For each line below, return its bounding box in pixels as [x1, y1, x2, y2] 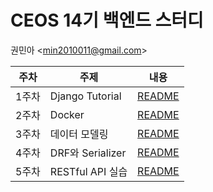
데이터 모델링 [49, 127, 109, 141]
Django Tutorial [49, 89, 122, 103]
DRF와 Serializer [49, 146, 127, 160]
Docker [49, 107, 85, 121]
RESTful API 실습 [49, 164, 128, 178]
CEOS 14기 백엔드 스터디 [10, 9, 204, 32]
